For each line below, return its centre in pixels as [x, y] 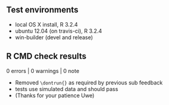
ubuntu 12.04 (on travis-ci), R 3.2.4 [59, 31]
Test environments [42, 10]
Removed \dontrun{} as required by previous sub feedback [89, 82]
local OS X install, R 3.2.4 [46, 24]
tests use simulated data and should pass [67, 89]
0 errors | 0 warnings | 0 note [43, 71]
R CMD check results [46, 56]
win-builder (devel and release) [54, 37]
